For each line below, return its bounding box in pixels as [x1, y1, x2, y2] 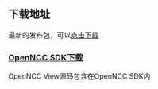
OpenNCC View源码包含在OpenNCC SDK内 [8, 72, 151, 81]
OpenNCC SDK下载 [8, 52, 83, 63]
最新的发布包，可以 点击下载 [8, 30, 99, 40]
